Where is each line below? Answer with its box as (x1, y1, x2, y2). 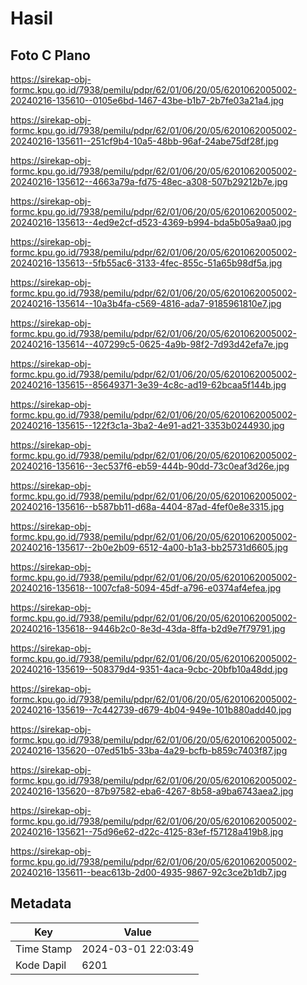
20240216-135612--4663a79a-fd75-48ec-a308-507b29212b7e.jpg (10, 176, 288, 187)
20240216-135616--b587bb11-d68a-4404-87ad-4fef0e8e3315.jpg (10, 501, 285, 512)
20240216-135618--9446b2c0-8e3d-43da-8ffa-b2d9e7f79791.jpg (10, 623, 286, 634)
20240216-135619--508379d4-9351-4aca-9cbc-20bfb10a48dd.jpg (10, 663, 288, 675)
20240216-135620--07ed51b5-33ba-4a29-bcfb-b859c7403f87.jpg (10, 745, 288, 756)
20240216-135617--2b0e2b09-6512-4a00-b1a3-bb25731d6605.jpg (10, 542, 289, 553)
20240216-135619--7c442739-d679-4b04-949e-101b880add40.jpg (10, 704, 292, 716)
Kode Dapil (15, 958, 67, 972)
